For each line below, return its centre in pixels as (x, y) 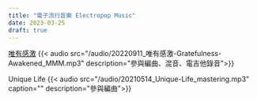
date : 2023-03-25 (37, 23)
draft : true (28, 30)
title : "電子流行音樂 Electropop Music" (72, 15)
